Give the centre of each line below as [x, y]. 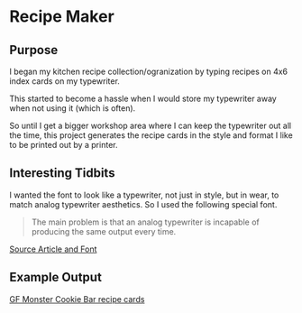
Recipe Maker [62, 17]
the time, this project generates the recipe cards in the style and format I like [151, 135]
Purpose [34, 50]
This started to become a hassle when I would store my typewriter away [143, 98]
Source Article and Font [53, 249]
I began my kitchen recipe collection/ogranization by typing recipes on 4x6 [149, 71]
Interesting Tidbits [62, 173]
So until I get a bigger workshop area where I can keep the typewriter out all [150, 125]
